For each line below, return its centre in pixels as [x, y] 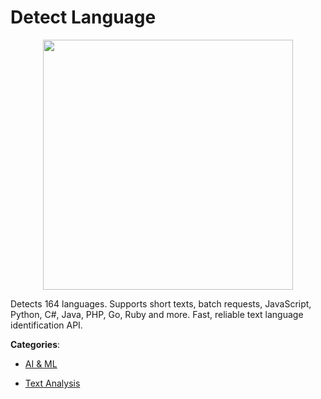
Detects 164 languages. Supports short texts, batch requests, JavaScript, [161, 303]
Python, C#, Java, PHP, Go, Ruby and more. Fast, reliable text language [157, 314]
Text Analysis [52, 383]
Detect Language [83, 17]
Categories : [35, 344]
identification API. [46, 325]
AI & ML [41, 363]
